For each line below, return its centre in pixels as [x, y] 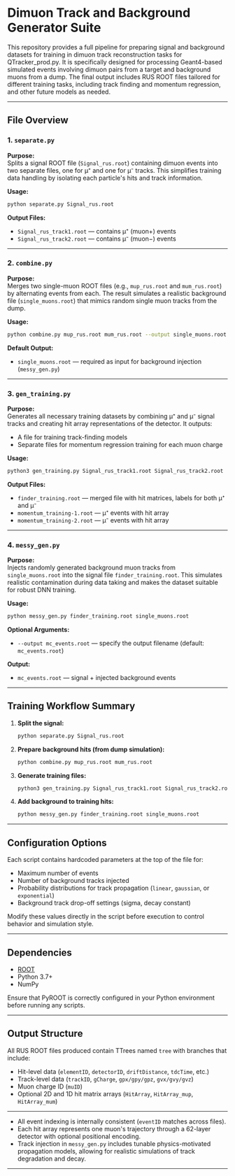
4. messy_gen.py [34, 545]
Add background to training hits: [65, 802]
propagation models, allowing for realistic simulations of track [106, 1151]
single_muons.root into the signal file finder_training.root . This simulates [115, 575]
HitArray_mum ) [37, 1101]
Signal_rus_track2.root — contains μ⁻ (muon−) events [97, 239]
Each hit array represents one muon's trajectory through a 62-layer [114, 1128]
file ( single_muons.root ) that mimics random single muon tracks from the [112, 300]
